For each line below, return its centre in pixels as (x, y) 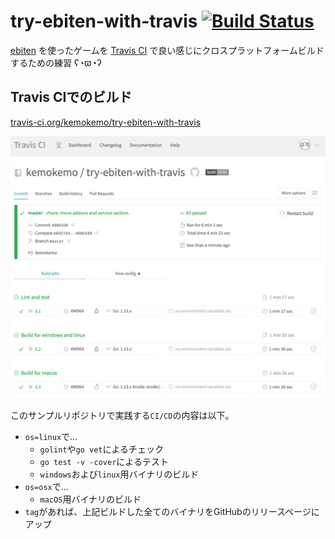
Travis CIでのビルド (71, 97)
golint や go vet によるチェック (102, 449)
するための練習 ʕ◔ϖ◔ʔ (56, 62)
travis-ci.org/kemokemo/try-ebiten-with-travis (106, 122)
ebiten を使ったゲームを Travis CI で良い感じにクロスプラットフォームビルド (167, 50)
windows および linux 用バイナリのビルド (119, 474)
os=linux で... (51, 437)
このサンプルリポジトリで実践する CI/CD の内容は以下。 (122, 416)
